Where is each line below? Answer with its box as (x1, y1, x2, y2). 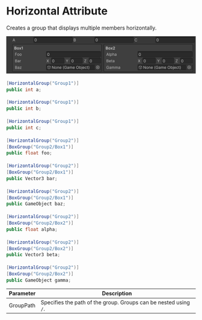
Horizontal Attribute (6, 4, 108, 18)
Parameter (8, 290, 36, 297)
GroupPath (8, 302, 36, 309)
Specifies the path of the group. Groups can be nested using (40, 298, 191, 306)
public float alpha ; (6, 226, 58, 233)
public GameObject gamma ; (6, 277, 71, 283)
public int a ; (6, 86, 42, 93)
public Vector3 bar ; (6, 175, 58, 181)
